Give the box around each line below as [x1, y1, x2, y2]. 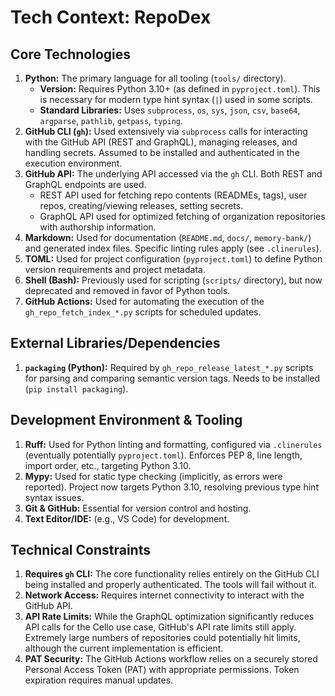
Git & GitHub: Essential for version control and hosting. [24, 502, 252, 514]
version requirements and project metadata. [24, 264, 206, 275]
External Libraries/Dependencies [10, 335, 221, 352]
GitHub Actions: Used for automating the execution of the [24, 296, 265, 307]
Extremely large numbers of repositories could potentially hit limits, [24, 632, 301, 644]
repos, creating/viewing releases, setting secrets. [39, 200, 244, 211]
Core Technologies [10, 46, 132, 63]
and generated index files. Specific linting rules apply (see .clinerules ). [24, 242, 322, 254]
